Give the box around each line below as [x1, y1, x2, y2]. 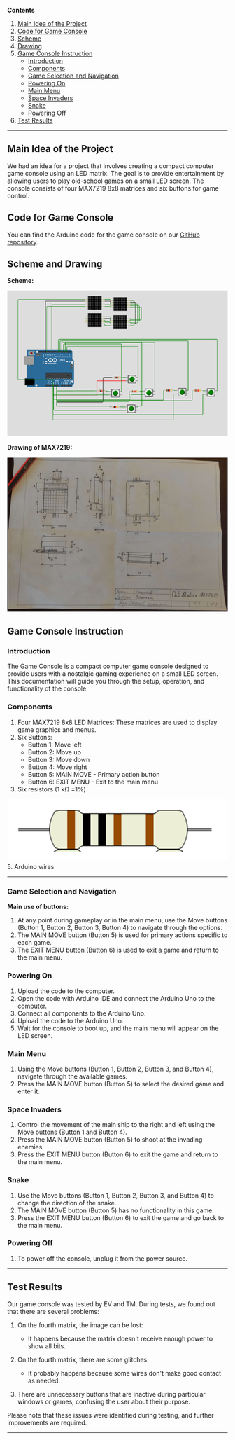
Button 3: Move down [27, 755, 90, 763]
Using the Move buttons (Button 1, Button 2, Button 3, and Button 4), [17, 1065, 214, 1073]
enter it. [17, 1087, 41, 1095]
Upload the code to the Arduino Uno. [17, 1016, 124, 1025]
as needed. [27, 1376, 61, 1385]
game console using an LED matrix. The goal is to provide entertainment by [7, 169, 225, 177]
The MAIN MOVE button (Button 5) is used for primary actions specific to [17, 931, 228, 939]
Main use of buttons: [7, 903, 69, 911]
